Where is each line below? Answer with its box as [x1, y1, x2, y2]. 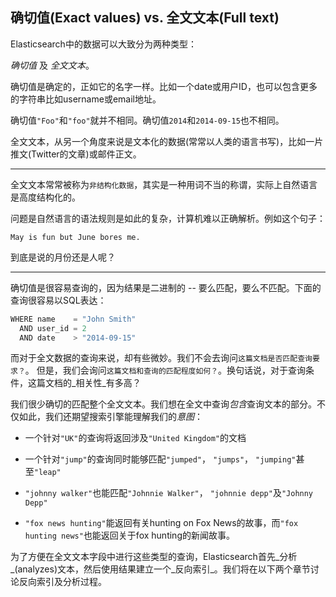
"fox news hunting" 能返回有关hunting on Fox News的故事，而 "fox [24, 517, 299, 529]
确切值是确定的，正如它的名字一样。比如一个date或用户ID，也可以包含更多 [10, 80, 318, 92]
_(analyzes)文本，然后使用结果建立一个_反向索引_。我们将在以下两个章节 [10, 563, 311, 575]
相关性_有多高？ [75, 377, 142, 389]
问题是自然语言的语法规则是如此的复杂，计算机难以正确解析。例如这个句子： [10, 212, 326, 224]
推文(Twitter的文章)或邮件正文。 [10, 148, 142, 160]
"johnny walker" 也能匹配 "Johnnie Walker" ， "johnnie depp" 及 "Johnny [24, 487, 314, 499]
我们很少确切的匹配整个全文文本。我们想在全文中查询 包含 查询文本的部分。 [10, 398, 317, 410]
